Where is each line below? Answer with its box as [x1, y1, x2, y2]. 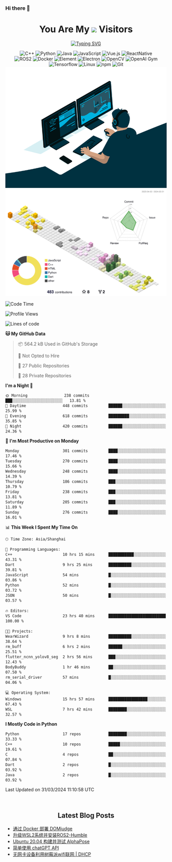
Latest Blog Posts [57, 811, 115, 820]
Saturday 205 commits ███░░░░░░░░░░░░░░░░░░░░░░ [5, 500, 166, 505]
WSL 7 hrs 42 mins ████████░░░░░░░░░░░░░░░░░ [5, 707, 166, 712]
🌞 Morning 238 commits [5, 393, 90, 398]
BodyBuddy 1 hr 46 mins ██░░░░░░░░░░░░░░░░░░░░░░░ [5, 665, 166, 670]
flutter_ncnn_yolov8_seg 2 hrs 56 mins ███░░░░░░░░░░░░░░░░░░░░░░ [5, 655, 166, 660]
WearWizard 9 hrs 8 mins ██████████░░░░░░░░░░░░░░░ [5, 634, 166, 639]
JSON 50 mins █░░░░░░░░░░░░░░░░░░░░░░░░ [5, 593, 166, 598]
